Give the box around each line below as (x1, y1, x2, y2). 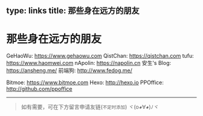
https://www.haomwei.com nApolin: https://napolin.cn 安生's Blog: (6, 60, 172, 67)
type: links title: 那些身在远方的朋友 (6, 5, 140, 16)
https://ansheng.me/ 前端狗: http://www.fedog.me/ (6, 67, 133, 74)
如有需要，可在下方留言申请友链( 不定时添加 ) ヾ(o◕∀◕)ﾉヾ (21, 103, 159, 111)
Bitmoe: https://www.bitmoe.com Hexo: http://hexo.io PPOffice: (6, 79, 164, 86)
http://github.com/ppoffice (6, 85, 72, 93)
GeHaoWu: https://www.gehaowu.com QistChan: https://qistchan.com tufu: (6, 52, 195, 60)
